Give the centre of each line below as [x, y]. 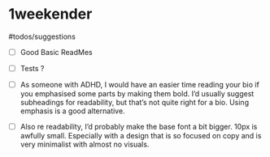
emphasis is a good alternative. [72, 111]
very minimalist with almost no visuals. [85, 144]
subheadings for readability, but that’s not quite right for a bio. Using [135, 103]
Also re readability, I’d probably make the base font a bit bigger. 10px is [139, 127]
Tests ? [32, 68]
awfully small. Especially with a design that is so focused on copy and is [141, 136]
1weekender [50, 14]
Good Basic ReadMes [56, 52]
